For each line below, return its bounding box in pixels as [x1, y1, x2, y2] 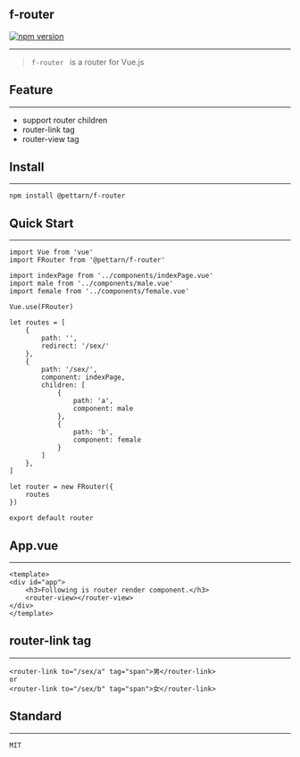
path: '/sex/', [41, 366, 98, 374]
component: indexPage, [41, 373, 126, 383]
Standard [9, 709, 62, 724]
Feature [9, 82, 54, 97]
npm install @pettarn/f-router [9, 191, 126, 200]
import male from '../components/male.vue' [9, 279, 174, 289]
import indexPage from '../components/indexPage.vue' [9, 272, 214, 281]
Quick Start [9, 215, 74, 231]
